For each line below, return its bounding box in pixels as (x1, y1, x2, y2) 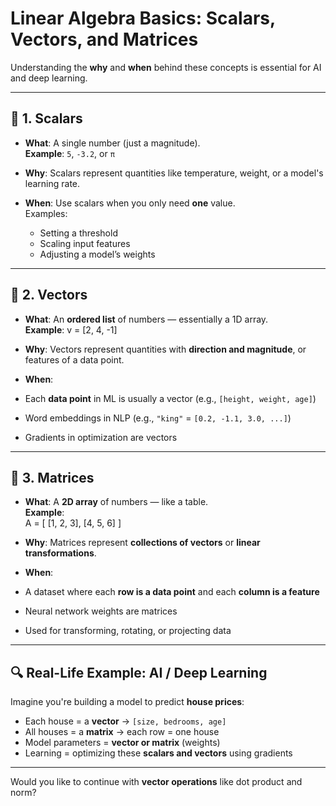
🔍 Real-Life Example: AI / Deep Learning (10, 664, 268, 681)
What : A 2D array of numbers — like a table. (24, 496, 209, 508)
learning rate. (24, 177, 81, 189)
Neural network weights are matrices (24, 605, 178, 617)
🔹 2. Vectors (10, 287, 88, 304)
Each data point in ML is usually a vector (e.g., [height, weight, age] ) (24, 392, 317, 404)
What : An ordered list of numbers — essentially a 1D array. (24, 313, 269, 325)
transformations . (24, 547, 97, 559)
